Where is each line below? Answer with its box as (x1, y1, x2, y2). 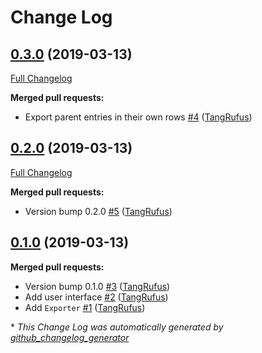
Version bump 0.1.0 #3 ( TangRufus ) (24, 280, 171, 292)
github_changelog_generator (10, 331, 130, 343)
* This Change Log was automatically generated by (10, 321, 224, 333)
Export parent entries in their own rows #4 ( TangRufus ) (24, 111, 253, 123)
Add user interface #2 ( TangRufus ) (24, 291, 169, 303)
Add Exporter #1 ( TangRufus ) (24, 301, 146, 313)
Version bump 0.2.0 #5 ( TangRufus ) (24, 205, 173, 217)
